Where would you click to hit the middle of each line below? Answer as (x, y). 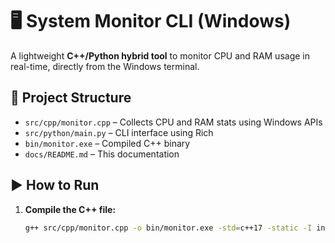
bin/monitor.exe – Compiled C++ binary (107, 143)
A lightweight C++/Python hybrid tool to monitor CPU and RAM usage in (160, 55)
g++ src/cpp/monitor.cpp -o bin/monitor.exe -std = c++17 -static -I (168, 228)
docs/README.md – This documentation (102, 154)
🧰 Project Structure (71, 98)
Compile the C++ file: (70, 209)
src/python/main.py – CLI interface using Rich (119, 132)
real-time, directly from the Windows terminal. (105, 66)
